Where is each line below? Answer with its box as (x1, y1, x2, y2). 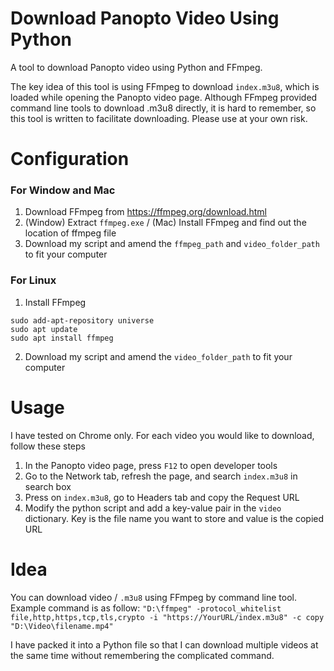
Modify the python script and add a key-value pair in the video (24, 502, 282, 514)
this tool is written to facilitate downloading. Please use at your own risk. (10, 112, 308, 124)
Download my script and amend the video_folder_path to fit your (24, 350, 293, 362)
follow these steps (10, 440, 86, 452)
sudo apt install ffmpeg (10, 333, 114, 343)
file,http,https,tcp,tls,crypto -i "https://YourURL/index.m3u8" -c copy (10, 612, 325, 622)
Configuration (10, 148, 130, 171)
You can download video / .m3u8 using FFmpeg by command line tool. (10, 591, 298, 603)
